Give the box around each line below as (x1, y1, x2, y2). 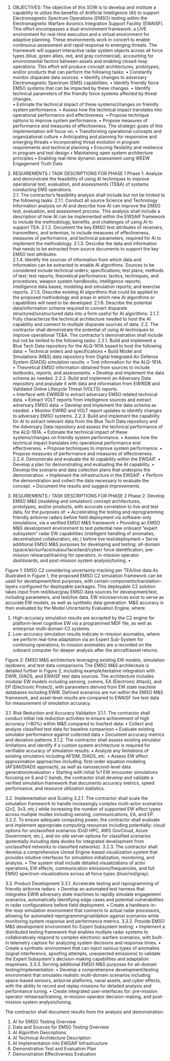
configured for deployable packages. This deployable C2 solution (19, 583, 156, 589)
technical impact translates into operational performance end (12, 440, 141, 446)
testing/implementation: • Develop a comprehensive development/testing (5, 967, 159, 973)
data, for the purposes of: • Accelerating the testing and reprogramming (12, 509, 164, 515)
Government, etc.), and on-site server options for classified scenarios (5, 833, 151, 839)
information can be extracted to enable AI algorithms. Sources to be (12, 262, 155, 268)
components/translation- (110, 578, 162, 584)
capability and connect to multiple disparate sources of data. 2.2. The (12, 322, 159, 327)
